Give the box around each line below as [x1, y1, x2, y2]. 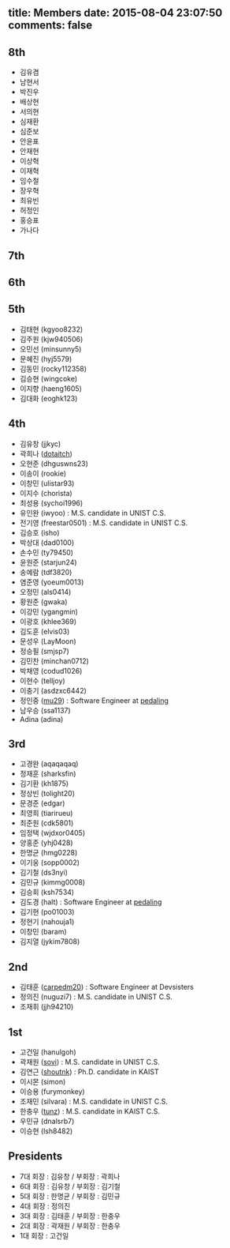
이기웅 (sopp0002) [19, 858, 80, 867]
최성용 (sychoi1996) [19, 498, 83, 508]
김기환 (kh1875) [19, 779, 69, 788]
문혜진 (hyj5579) [19, 354, 72, 363]
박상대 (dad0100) [19, 537, 75, 547]
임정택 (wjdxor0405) [19, 829, 86, 838]
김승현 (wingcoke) [19, 374, 78, 383]
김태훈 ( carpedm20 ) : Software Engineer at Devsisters [19, 983, 195, 992]
